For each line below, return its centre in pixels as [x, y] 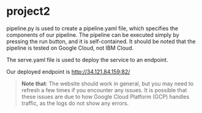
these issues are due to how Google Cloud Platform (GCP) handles [105, 96]
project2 [28, 11]
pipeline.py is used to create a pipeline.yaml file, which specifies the [92, 28]
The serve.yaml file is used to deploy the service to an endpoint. [87, 60]
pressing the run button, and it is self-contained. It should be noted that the [101, 41]
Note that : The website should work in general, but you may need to [107, 84]
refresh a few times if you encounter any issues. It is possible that [104, 90]
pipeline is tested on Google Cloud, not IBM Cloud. [70, 48]
